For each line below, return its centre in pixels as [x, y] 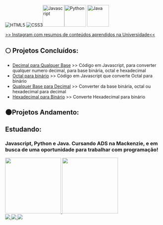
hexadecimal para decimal [39, 91]
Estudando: [23, 129]
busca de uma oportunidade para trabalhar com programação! [82, 150]
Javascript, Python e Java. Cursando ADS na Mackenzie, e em [81, 143]
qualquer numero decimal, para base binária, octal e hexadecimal [79, 70]
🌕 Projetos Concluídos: [42, 51]
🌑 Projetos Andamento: [42, 112]
